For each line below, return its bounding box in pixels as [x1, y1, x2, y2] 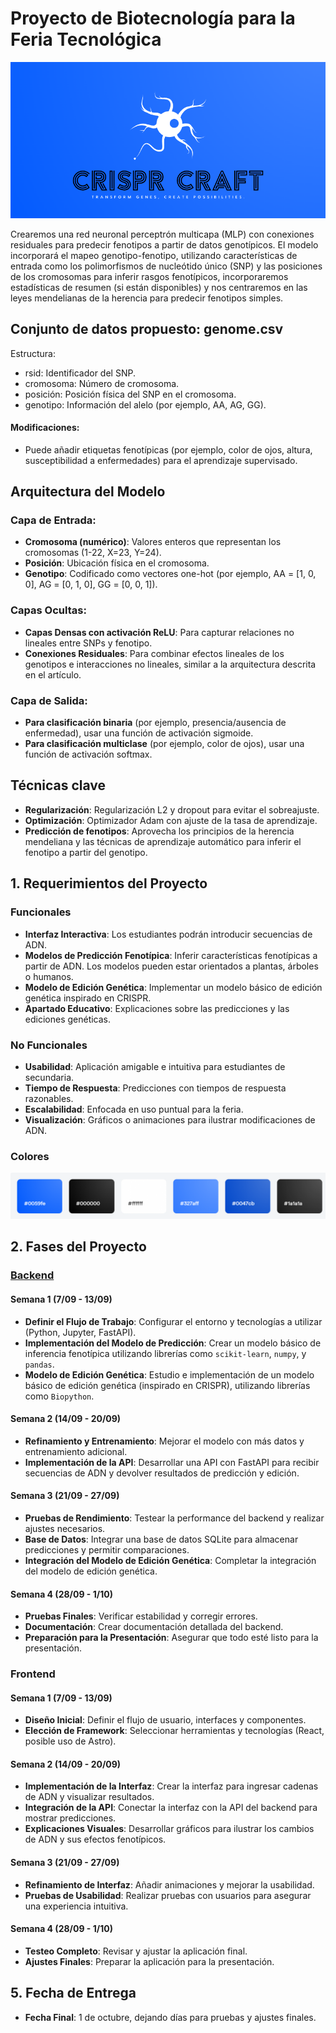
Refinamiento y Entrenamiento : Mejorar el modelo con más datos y [24, 1435, 305, 1447]
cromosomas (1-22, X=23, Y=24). [24, 547, 162, 559]
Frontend [10, 1667, 56, 1681]
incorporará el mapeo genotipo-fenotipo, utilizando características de [10, 249, 298, 261]
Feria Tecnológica [10, 28, 162, 51]
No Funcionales [10, 1038, 88, 1052]
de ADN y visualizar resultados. [24, 1791, 155, 1803]
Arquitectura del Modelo [10, 483, 166, 501]
